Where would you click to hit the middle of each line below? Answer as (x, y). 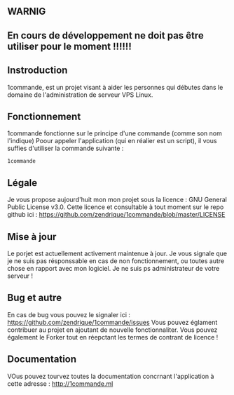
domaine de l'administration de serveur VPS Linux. (80, 95)
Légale (22, 183)
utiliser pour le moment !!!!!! (69, 46)
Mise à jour (32, 237)
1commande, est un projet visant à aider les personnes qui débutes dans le (115, 87)
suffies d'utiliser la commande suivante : (66, 148)
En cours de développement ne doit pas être (106, 35)
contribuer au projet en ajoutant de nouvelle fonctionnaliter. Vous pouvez (112, 330)
